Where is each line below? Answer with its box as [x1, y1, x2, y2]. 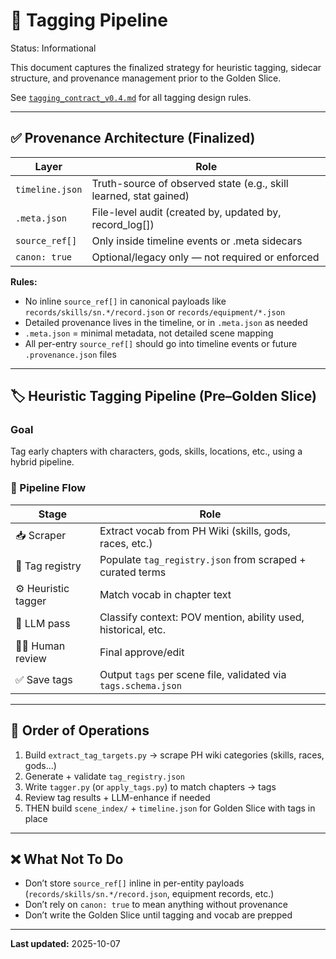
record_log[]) [91, 217, 155, 231]
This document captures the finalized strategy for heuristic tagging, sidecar [10, 61, 322, 73]
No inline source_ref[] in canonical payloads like [24, 295, 227, 307]
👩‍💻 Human [15, 639, 66, 653]
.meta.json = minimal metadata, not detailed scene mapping [24, 327, 274, 339]
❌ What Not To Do [10, 850, 124, 868]
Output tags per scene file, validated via [99, 667, 287, 681]
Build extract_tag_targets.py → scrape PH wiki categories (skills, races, [24, 749, 325, 761]
